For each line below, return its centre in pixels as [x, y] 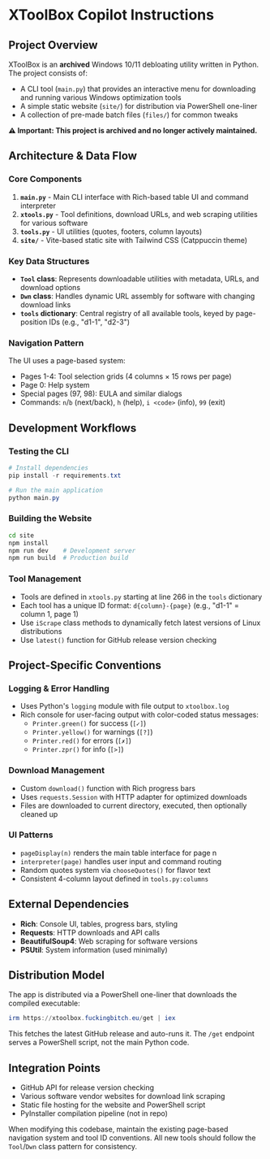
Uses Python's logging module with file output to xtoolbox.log [124, 706]
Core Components [45, 179]
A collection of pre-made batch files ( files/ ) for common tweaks [129, 115]
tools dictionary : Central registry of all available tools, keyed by [127, 313]
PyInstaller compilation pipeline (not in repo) [94, 1113]
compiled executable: [44, 1003]
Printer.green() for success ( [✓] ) [89, 723]
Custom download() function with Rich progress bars [108, 788]
